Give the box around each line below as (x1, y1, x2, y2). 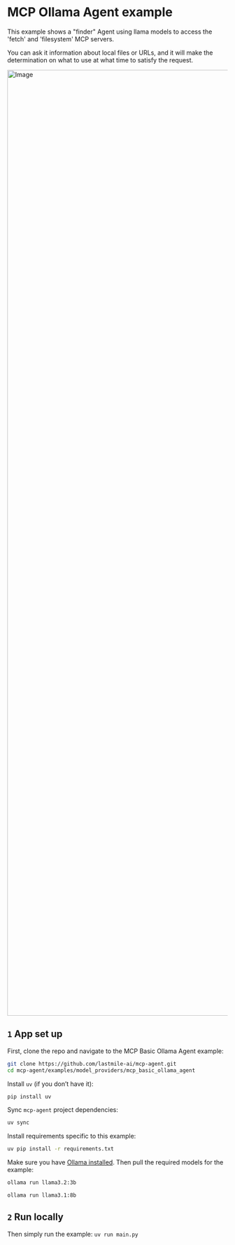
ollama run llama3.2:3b (7, 1179, 77, 1186)
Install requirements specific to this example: (7, 1132, 136, 1141)
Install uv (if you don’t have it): (7, 1080, 94, 1088)
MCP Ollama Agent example (7, 4, 173, 20)
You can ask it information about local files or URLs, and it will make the (7, 48, 213, 57)
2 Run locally (7, 1211, 64, 1223)
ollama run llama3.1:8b (7, 1192, 77, 1199)
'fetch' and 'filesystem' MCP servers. (7, 34, 114, 43)
